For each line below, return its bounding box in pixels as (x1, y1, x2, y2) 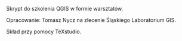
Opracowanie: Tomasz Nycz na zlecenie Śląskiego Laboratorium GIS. (6, 17, 177, 23)
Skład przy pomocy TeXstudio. (6, 28, 82, 35)
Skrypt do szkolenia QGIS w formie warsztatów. (6, 5, 124, 12)
